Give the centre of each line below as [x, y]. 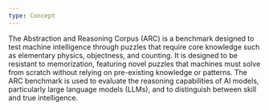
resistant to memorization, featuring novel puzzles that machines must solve [134, 64]
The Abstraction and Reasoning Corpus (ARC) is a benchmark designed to [131, 38]
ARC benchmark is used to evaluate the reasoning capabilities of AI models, [134, 81]
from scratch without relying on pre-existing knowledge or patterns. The [128, 72]
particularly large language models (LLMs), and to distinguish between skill [132, 89]
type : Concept [32, 16]
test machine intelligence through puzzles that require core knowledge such [134, 47]
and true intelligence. [43, 97]
